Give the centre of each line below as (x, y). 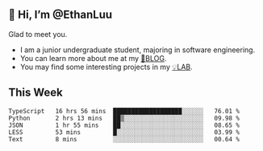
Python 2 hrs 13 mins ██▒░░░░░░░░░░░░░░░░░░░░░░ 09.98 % (124, 118)
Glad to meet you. (38, 34)
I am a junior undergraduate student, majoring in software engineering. (138, 50)
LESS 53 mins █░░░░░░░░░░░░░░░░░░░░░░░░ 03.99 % (124, 132)
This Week (35, 93)
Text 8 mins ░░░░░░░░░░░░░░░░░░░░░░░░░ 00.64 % (124, 139)
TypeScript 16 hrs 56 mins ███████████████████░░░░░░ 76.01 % (124, 111)
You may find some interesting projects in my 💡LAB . (106, 67)
